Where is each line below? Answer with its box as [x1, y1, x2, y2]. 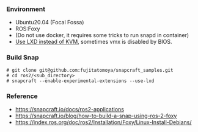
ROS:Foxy [15, 25, 40, 32]
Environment [6, 5, 46, 13]
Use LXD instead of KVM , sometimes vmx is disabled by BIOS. [15, 38, 172, 46]
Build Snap [6, 54, 39, 62]
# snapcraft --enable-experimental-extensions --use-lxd [6, 78, 155, 84]
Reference [6, 92, 38, 100]
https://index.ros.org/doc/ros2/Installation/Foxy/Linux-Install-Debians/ [15, 118, 192, 126]
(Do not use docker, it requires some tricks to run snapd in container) [15, 32, 189, 39]
